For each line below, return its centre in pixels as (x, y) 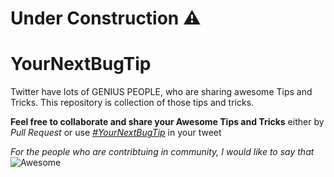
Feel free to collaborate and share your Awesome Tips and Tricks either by (167, 122)
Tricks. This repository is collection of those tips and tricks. (132, 103)
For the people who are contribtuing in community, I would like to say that (162, 152)
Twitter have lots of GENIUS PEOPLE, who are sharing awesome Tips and (161, 92)
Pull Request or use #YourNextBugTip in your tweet (116, 133)
